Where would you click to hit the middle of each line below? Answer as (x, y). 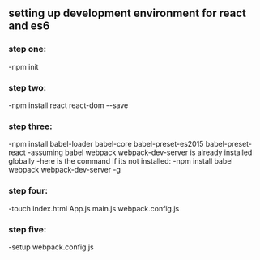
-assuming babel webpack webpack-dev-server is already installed (140, 152)
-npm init (23, 66)
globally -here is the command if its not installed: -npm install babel (121, 161)
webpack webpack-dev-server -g (65, 170)
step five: (28, 229)
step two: (28, 87)
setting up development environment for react (128, 13)
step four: (28, 191)
